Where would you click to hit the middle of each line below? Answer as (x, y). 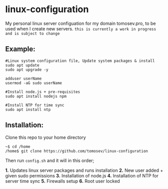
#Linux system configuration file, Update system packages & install (80, 61)
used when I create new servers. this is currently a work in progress (81, 28)
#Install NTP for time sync (35, 105)
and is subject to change (32, 33)
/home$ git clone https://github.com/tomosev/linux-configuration (77, 151)
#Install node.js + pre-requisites (43, 92)
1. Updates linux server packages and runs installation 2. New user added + (84, 170)
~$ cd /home (18, 146)
